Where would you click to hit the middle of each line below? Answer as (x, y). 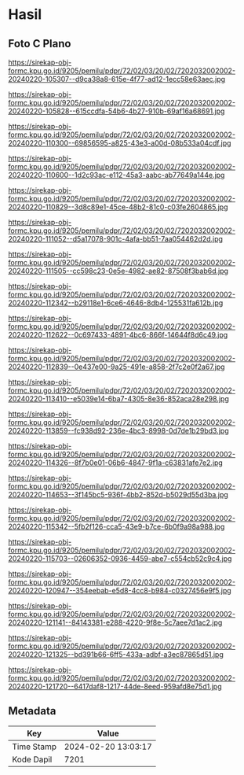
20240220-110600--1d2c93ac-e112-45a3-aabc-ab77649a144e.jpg (117, 175)
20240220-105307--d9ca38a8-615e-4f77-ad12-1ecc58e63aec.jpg (117, 79)
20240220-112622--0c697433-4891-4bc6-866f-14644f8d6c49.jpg (118, 335)
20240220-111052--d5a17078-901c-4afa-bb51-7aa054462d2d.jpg (116, 239)
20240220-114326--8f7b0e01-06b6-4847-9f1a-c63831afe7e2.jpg (116, 463)
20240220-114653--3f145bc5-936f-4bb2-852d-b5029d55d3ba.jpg (118, 495)
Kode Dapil (32, 759)
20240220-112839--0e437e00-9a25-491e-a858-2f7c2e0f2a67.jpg (117, 367)
